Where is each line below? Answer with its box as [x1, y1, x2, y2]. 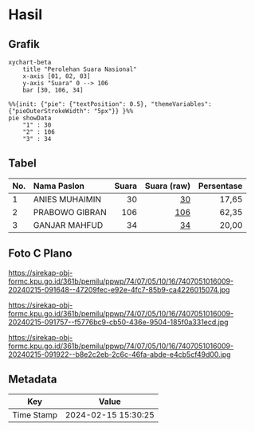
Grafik [8, 37, 40, 51]
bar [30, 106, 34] [22, 86, 84, 94]
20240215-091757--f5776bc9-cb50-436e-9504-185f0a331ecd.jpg [8, 317, 229, 327]
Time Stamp [12, 409, 58, 421]
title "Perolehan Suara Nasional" [22, 65, 137, 73]
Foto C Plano [8, 247, 73, 261]
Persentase [198, 180, 243, 191]
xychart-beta [8, 58, 52, 66]
